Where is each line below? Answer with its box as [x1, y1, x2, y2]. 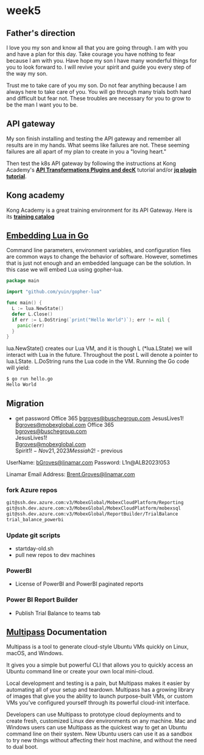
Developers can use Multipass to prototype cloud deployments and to [6, 711, 181, 718]
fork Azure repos [6, 485, 58, 494]
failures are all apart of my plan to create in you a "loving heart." [6, 147, 166, 155]
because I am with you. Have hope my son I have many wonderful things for [6, 57, 197, 64]
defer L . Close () [12, 311, 53, 317]
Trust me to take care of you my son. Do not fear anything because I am [6, 82, 187, 89]
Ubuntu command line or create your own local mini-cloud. [6, 668, 154, 675]
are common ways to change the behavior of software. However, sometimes [6, 253, 198, 261]
